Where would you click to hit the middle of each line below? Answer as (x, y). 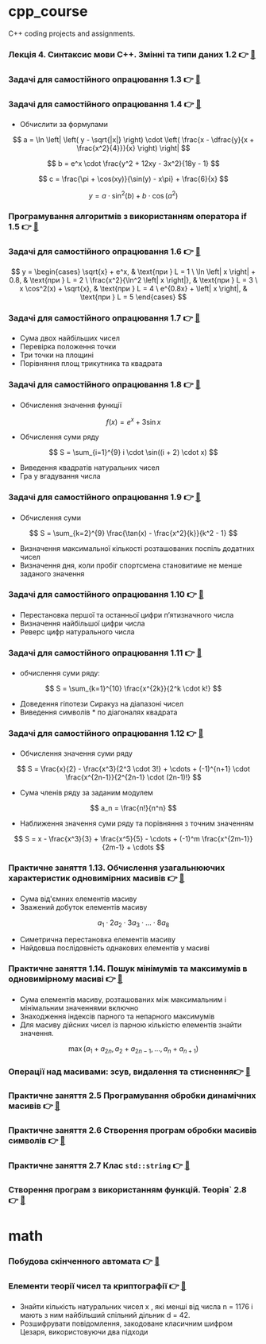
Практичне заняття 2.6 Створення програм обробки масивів (133, 1130)
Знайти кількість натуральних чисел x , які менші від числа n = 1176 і (136, 1306)
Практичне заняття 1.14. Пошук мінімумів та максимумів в (128, 969)
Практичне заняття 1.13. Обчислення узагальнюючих (117, 868)
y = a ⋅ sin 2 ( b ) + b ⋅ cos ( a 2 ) (133, 195)
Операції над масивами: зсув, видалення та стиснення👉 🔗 (130, 1072)
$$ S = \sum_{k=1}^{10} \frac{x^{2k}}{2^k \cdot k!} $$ (133, 688)
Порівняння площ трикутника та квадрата (91, 364)
